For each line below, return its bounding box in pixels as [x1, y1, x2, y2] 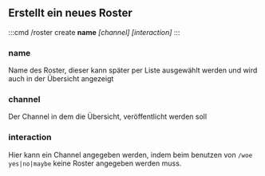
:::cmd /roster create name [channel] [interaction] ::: [8, 27, 180, 37]
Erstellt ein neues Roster [8, 6, 133, 20]
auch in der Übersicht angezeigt [8, 74, 114, 84]
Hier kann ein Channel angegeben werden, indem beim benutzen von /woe [8, 150, 253, 159]
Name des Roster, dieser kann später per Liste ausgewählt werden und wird [8, 65, 258, 75]
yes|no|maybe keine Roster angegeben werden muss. [8, 158, 182, 168]
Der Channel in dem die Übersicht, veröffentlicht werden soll [8, 111, 208, 122]
